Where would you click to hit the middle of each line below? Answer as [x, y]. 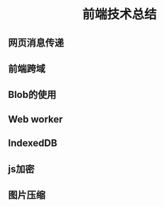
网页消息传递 [36, 43]
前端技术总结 [119, 14]
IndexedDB [33, 143]
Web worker [35, 119]
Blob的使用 [32, 95]
